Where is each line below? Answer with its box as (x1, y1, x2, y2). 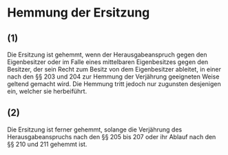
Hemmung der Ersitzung (7, 5, 150, 21)
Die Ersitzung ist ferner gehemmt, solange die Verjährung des (7, 125, 183, 134)
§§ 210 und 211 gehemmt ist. (7, 140, 87, 148)
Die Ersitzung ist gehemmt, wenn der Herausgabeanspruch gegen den (7, 50, 208, 59)
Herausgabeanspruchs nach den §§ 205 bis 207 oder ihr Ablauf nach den (7, 132, 216, 141)
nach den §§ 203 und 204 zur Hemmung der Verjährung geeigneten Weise (7, 72, 220, 81)
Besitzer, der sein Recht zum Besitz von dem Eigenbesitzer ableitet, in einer (7, 65, 222, 73)
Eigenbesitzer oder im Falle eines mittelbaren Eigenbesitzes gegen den (7, 58, 209, 66)
